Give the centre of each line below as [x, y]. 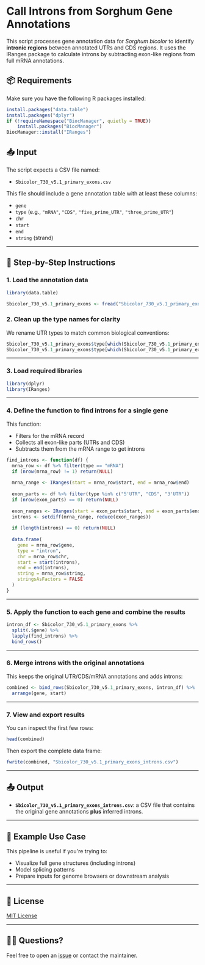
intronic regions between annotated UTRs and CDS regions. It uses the [96, 48]
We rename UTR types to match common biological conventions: [88, 333]
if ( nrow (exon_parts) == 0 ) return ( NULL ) [65, 500]
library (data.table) [33, 293]
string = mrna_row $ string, [52, 574]
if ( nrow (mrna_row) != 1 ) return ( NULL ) [63, 472]
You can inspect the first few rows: [50, 727]
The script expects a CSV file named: [53, 170]
